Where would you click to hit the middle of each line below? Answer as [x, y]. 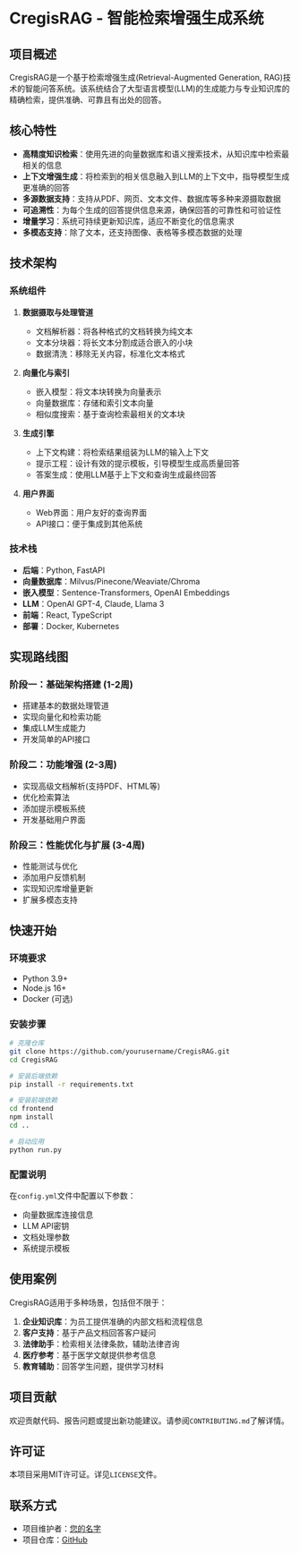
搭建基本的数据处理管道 [65, 706]
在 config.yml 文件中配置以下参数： [73, 1195]
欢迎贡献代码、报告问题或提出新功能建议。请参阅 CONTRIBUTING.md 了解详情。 [149, 1421]
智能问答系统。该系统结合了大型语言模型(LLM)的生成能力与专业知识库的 [157, 89]
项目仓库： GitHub [55, 1540]
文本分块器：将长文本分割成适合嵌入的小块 [114, 342]
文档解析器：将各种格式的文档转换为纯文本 [114, 331]
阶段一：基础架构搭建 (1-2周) [71, 685]
